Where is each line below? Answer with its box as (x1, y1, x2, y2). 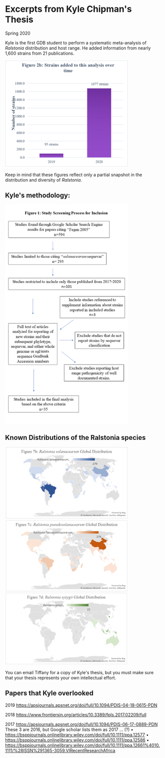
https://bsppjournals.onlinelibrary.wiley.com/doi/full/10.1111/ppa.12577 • (5, 731, 149, 738)
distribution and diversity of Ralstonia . (5, 177, 82, 183)
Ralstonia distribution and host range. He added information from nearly (5, 45, 151, 51)
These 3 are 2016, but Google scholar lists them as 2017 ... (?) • (5, 726, 134, 732)
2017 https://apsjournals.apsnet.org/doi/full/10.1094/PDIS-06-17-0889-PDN (5, 721, 158, 727)
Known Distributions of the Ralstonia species (5, 433, 146, 442)
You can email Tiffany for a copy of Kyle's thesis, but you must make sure (5, 669, 154, 675)
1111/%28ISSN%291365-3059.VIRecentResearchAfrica (5, 747, 115, 753)
